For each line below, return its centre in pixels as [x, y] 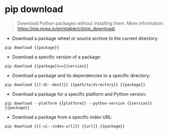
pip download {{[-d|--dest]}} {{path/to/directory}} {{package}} [75, 85]
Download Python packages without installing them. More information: [90, 23]
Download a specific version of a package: [57, 57]
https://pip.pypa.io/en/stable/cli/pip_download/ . [67, 28]
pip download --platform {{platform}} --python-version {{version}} [78, 103]
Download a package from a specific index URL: [62, 117]
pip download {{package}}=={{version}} [47, 66]
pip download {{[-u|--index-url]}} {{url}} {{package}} [65, 126]
